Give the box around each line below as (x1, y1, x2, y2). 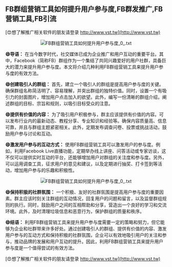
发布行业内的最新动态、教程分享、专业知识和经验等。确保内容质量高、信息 (9, 118, 167, 124)
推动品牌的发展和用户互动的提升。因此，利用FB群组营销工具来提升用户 (14, 238, 164, 244)
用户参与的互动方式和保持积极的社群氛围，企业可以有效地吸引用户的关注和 (5, 232, 162, 238)
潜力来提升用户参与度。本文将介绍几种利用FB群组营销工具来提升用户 (14, 64, 159, 70)
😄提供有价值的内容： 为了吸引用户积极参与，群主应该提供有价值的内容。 (5, 111, 160, 117)
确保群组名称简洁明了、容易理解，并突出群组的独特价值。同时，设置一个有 (5, 87, 162, 93)
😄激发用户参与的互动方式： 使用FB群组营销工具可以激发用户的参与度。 (5, 141, 156, 147)
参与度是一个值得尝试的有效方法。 (5, 244, 77, 251)
